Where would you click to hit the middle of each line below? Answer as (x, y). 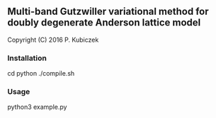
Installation (27, 58)
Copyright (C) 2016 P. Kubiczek (53, 40)
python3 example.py (37, 107)
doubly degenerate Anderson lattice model (104, 23)
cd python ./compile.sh (41, 73)
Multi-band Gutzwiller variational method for (108, 12)
